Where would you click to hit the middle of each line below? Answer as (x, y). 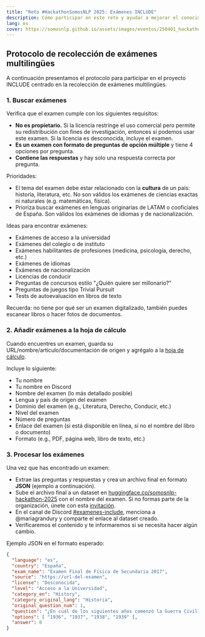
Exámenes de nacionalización (52, 270)
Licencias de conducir (43, 277)
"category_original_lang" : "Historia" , (63, 600)
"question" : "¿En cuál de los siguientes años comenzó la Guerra (97, 611)
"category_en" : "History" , (46, 594)
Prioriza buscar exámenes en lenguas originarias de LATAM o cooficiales (107, 208)
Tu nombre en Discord (43, 387)
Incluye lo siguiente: (31, 368)
